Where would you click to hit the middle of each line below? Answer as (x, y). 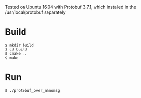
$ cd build (16, 49)
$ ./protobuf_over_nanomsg (33, 90)
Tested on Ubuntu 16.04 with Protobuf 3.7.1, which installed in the (70, 7)
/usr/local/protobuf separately (35, 12)
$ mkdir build (20, 45)
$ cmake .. (16, 53)
